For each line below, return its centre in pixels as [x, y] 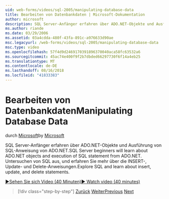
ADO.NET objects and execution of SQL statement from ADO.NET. [73, 156]
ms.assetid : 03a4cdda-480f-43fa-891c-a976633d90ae [59, 38]
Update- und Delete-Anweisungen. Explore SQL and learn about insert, [78, 166]
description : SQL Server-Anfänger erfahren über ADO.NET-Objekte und [80, 24]
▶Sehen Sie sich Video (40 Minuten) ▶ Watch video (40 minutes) [73, 181]
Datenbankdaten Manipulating [69, 111]
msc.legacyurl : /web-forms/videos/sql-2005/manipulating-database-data [82, 43]
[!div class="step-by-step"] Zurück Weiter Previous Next [76, 191]
